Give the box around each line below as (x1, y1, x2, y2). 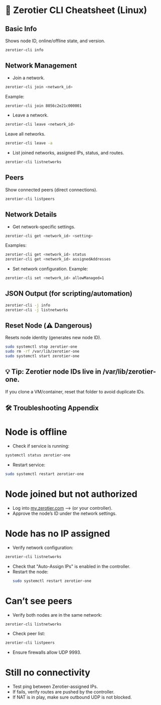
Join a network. (12, 75, 45, 81)
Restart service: (12, 462, 46, 468)
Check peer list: (12, 631, 45, 637)
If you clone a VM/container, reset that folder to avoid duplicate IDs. (5, 388, 145, 394)
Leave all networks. (5, 131, 46, 137)
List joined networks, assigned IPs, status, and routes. (12, 150, 124, 156)
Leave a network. (12, 112, 49, 118)
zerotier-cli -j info (5, 303, 51, 308)
